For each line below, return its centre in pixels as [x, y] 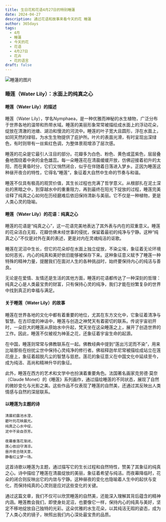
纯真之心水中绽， [20, 426]
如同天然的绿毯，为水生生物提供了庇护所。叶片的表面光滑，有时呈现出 [77, 137]
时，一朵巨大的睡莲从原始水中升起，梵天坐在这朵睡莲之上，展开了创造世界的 [83, 327]
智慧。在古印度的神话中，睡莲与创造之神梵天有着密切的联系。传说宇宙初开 [81, 321]
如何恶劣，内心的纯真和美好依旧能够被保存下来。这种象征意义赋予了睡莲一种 [83, 255]
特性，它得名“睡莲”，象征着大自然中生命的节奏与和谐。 [87, 173]
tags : [11, 28]
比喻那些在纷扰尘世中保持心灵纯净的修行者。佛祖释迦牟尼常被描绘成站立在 [81, 350]
